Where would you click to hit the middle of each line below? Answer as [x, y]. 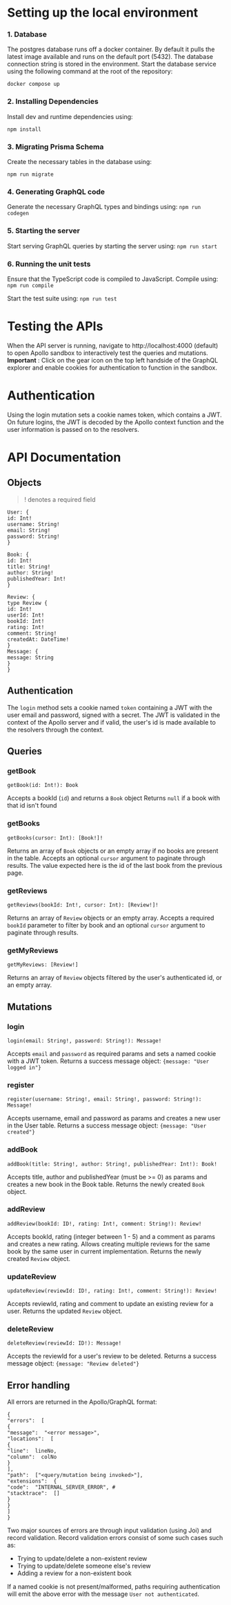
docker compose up [33, 84]
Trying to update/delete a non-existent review [82, 1559]
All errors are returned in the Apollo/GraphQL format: [82, 1402]
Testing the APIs [55, 326]
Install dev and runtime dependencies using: [70, 116]
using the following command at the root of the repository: [90, 71]
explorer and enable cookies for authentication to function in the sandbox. [112, 368]
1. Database [27, 35]
